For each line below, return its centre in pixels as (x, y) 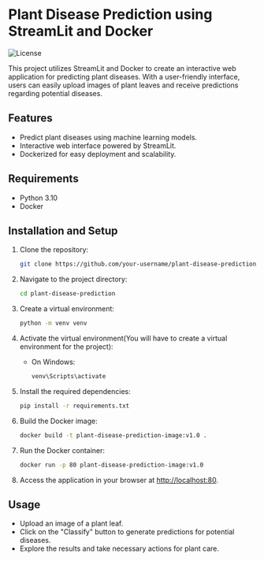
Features (30, 119)
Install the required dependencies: (75, 391)
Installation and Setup (63, 230)
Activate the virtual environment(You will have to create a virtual (123, 338)
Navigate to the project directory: (73, 279)
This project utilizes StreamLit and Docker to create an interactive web (122, 68)
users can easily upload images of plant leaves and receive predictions (123, 85)
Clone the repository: (54, 250)
